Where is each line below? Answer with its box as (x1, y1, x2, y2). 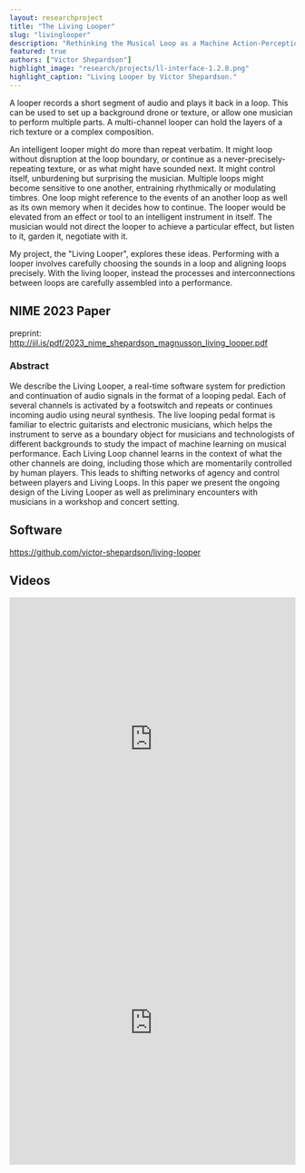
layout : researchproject (9, 13, 103, 23)
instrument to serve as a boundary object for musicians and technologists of (9, 429, 295, 439)
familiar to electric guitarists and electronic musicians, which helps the (9, 419, 273, 429)
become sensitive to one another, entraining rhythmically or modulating (9, 182, 277, 193)
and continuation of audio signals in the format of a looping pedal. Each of (9, 389, 287, 400)
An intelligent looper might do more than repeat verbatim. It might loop (9, 143, 273, 154)
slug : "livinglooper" (9, 30, 92, 39)
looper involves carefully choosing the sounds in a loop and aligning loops (9, 258, 287, 269)
